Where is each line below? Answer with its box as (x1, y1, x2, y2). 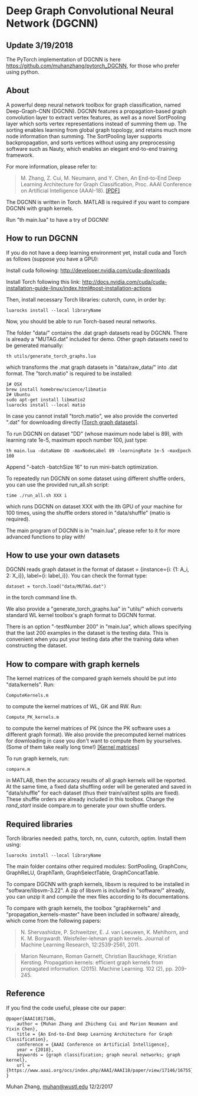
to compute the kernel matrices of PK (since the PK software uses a (6, 725, 171, 732)
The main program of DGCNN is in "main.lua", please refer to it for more (6, 527, 180, 534)
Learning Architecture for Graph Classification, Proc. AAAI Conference (20, 180, 192, 187)
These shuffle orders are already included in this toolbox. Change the (6, 796, 174, 803)
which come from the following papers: (6, 917, 101, 925)
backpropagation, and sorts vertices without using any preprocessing (6, 139, 175, 146)
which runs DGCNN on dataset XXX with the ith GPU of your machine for (6, 502, 183, 510)
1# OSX (6, 381, 22, 387)
